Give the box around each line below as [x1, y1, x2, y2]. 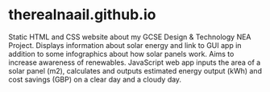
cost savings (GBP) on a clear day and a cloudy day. [8, 74, 182, 84]
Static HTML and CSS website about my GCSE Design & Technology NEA [8, 32, 251, 42]
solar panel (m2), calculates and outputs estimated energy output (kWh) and [8, 66, 262, 75]
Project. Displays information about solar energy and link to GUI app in [8, 40, 242, 50]
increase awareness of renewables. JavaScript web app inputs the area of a [8, 58, 261, 67]
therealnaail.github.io [8, 6, 156, 24]
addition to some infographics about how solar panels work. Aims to [8, 49, 235, 58]
